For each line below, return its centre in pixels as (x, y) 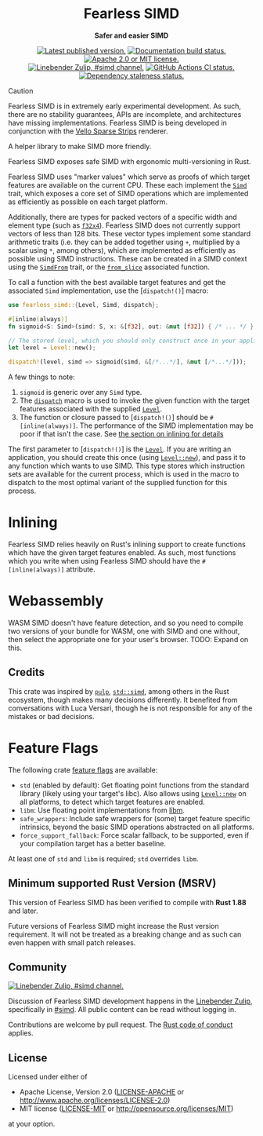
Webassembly (56, 601)
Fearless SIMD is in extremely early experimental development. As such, (124, 106)
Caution (21, 90)
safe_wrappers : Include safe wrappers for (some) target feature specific (135, 818)
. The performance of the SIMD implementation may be (165, 426)
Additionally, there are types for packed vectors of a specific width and (122, 217)
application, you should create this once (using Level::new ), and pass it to (127, 458)
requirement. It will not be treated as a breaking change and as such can (125, 934)
